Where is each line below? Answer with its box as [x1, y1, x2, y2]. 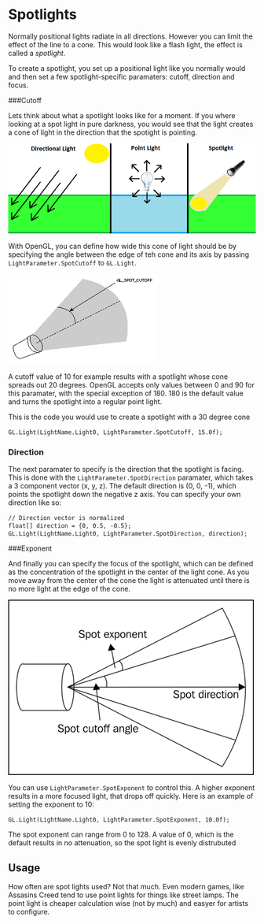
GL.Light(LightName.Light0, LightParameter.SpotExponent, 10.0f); [8, 816, 230, 824]
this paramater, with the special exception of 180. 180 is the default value [8, 388, 244, 399]
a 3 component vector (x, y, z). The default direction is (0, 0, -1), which [8, 481, 237, 491]
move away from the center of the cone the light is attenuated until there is [8, 576, 250, 585]
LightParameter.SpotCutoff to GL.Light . [8, 258, 137, 268]
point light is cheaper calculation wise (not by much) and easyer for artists [8, 899, 249, 908]
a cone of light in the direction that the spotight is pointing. [8, 128, 198, 137]
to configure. [8, 907, 50, 917]
